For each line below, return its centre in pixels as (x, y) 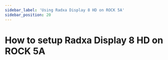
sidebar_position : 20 (28, 15)
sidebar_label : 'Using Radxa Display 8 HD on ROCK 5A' (65, 10)
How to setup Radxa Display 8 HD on (84, 40)
